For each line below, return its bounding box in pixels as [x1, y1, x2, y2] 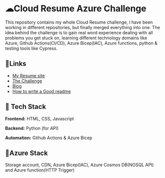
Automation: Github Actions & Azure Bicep [5, 135, 93, 141]
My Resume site [12, 72, 45, 79]
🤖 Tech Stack [5, 103, 46, 111]
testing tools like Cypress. [5, 45, 58, 51]
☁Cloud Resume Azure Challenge [5, 3, 147, 14]
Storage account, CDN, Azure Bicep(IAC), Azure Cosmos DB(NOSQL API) [5, 162, 154, 168]
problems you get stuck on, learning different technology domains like [5, 35, 147, 41]
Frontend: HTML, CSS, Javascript [5, 116, 74, 121]
